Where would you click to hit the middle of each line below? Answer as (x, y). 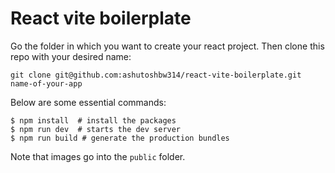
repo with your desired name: (71, 56)
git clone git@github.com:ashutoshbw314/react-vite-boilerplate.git (156, 75)
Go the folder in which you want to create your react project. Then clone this (167, 46)
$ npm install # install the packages (93, 120)
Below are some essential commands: (88, 102)
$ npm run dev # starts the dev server (96, 129)
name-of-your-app (46, 83)
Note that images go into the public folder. (98, 156)
